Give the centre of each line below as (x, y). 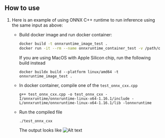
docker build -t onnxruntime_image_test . (63, 44)
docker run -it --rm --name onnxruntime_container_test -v (81, 48)
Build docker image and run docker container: (66, 34)
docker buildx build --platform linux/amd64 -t (69, 72)
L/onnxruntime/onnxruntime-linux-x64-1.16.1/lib (70, 103)
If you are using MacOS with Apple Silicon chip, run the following (85, 57)
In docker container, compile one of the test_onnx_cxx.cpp (78, 85)
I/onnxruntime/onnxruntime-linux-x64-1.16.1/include (74, 98)
